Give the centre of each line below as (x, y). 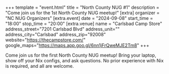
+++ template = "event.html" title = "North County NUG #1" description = (82, 7)
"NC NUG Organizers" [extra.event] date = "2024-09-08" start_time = (79, 18)
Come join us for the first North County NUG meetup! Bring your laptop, (81, 55)
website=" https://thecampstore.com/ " (46, 40)
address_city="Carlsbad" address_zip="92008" (56, 34)
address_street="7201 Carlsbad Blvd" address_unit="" (62, 29)
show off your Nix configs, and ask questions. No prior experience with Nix (84, 60)
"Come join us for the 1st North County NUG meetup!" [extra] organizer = (82, 13)
